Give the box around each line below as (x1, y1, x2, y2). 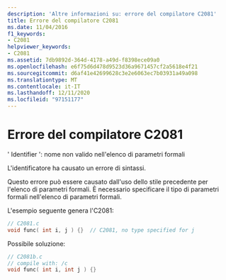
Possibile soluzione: (7, 239, 66, 248)
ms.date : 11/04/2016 (7, 23, 69, 30)
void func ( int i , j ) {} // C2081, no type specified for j (7, 226, 195, 234)
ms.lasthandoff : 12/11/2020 (7, 89, 91, 96)
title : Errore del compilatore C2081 (7, 17, 119, 24)
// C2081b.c (7, 253, 43, 260)
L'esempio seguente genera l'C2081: (7, 206, 115, 215)
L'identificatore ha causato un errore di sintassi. (7, 164, 147, 172)
